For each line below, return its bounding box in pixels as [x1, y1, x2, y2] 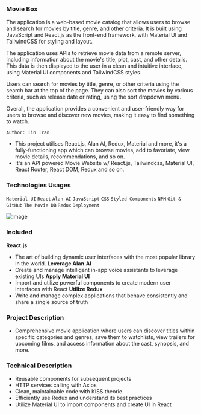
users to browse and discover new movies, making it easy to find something [6, 111, 195, 119]
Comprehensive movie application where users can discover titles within [14, 327, 195, 334]
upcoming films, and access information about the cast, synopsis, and [14, 340, 190, 348]
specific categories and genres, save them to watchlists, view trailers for [14, 334, 195, 341]
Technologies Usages [6, 181, 71, 189]
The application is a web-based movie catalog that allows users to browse [6, 19, 191, 26]
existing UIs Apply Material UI [14, 273, 90, 280]
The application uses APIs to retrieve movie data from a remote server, [6, 50, 182, 57]
